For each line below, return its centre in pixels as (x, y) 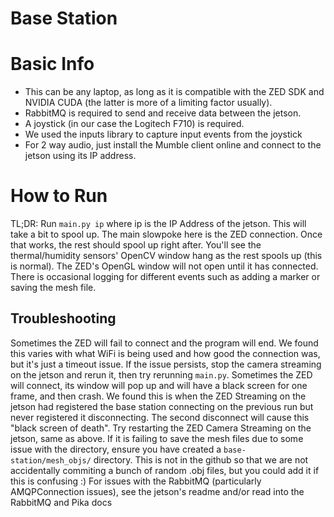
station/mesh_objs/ (51, 460)
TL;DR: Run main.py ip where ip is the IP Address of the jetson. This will (158, 224)
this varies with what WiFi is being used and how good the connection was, (165, 353)
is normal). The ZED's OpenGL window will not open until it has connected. (164, 266)
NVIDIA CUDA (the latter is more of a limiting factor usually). (148, 103)
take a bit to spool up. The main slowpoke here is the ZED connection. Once (166, 234)
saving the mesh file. (53, 288)
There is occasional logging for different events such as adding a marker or (165, 277)
